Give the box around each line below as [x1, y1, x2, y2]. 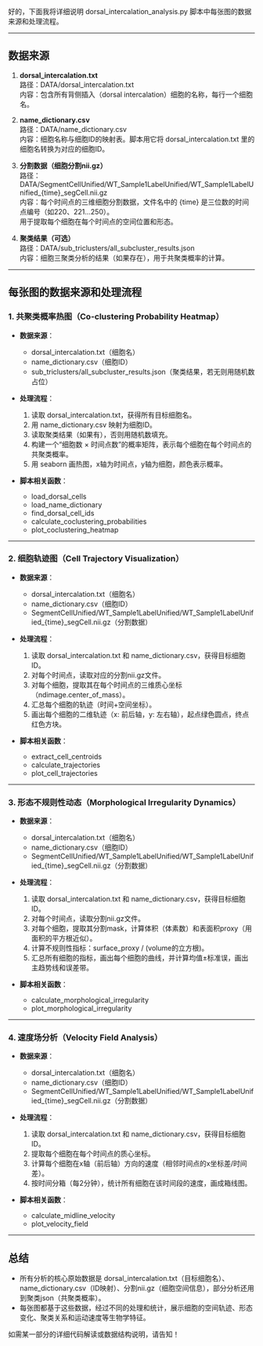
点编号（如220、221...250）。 [19, 207, 114, 216]
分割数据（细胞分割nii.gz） [19, 160, 107, 170]
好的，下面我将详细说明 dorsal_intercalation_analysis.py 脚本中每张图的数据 [8, 7, 252, 16]
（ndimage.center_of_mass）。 [31, 689, 130, 699]
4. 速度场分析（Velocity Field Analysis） [8, 1032, 163, 1043]
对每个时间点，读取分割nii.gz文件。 [31, 914, 145, 924]
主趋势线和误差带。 [31, 963, 94, 972]
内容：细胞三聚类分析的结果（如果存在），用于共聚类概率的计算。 [19, 253, 229, 262]
